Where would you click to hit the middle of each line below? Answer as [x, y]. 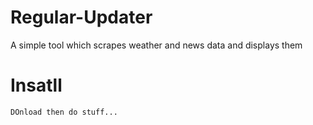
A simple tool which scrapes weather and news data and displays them [156, 45]
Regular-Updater [81, 17]
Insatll [36, 85]
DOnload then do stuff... [64, 112]
